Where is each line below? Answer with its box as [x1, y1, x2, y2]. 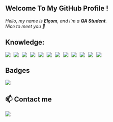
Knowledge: [5, 38, 45, 47]
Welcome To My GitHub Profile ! [5, 4, 108, 13]
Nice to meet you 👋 [5, 23, 46, 29]
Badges [5, 66, 30, 75]
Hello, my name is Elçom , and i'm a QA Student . [5, 17, 107, 24]
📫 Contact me [5, 95, 52, 104]
